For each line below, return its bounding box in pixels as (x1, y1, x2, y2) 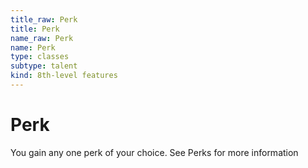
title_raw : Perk (10, 14, 78, 25)
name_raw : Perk (10, 33, 74, 43)
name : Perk (10, 42, 56, 53)
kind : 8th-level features (10, 71, 118, 81)
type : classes (10, 52, 70, 62)
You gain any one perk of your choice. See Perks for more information (10, 146, 299, 158)
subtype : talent (10, 61, 78, 71)
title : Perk (10, 24, 60, 34)
